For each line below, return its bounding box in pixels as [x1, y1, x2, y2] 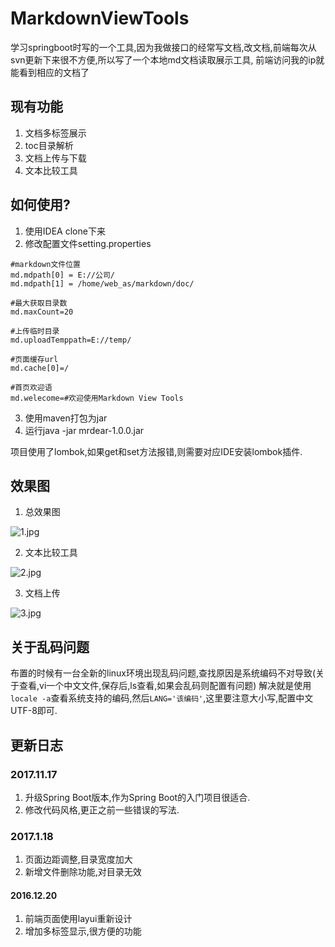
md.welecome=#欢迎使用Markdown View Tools [10, 393, 184, 403]
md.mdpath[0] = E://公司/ [10, 270, 115, 280]
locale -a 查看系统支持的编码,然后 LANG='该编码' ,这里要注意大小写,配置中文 [10, 692, 314, 704]
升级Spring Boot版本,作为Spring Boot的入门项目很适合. [24, 791, 251, 803]
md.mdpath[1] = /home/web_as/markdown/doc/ [10, 278, 195, 289]
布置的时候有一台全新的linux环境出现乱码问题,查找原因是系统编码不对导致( [10, 667, 317, 679]
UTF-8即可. [10, 705, 58, 717]
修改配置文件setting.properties [24, 237, 152, 249]
